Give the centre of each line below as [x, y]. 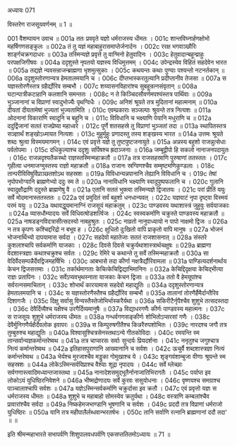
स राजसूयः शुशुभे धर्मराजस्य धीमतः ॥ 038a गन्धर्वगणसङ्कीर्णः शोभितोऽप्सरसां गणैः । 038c [109, 317]
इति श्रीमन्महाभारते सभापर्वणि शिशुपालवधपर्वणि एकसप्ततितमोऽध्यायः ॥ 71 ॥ [89, 434]
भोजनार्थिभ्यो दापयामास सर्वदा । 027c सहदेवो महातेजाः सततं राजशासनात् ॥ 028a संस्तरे [107, 237]
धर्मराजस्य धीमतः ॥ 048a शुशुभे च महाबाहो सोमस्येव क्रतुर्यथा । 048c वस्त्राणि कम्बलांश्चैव [108, 396]
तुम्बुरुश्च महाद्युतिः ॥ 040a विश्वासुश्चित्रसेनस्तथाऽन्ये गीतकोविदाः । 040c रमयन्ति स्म [103, 333]
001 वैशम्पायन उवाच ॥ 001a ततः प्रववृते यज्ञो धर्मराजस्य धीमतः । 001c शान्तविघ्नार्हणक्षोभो [109, 39]
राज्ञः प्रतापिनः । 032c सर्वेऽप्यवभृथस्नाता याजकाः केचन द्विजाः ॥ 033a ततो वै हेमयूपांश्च [105, 277]
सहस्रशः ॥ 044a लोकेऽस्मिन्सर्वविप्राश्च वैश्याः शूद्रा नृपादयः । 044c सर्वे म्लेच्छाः [95, 364]
